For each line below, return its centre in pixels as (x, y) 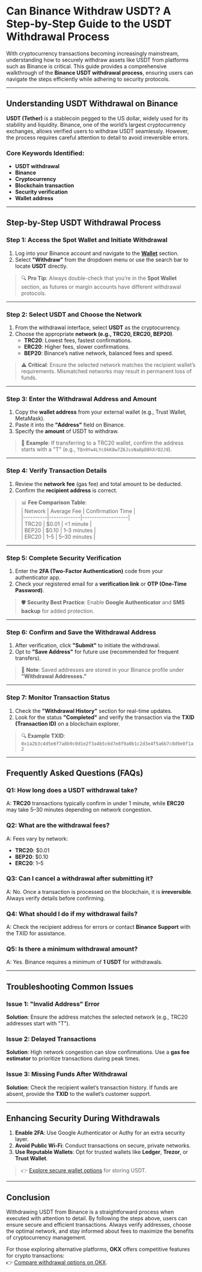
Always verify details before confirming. (56, 898)
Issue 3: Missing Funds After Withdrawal (67, 1074)
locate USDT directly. (41, 266)
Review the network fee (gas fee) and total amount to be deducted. (98, 484)
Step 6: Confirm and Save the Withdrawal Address (81, 632)
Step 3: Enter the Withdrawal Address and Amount (82, 399)
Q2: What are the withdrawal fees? (58, 826)
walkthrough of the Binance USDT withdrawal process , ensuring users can (100, 72)
